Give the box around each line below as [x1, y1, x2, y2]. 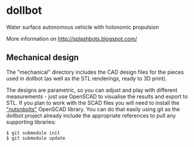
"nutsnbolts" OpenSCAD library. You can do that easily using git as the [6, 106, 180, 113]
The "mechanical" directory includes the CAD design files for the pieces [6, 68, 184, 76]
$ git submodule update [6, 135, 66, 141]
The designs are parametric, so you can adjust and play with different [6, 86, 178, 94]
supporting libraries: [6, 118, 56, 125]
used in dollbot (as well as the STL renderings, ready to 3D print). [6, 74, 168, 82]
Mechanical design [6, 52, 79, 63]
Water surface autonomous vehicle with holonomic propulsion [6, 23, 159, 31]
